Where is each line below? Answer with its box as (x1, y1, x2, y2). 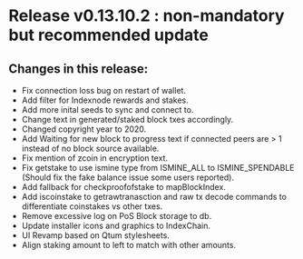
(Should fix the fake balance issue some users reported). (21, 172, 235, 183)
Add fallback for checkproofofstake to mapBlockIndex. (21, 182, 226, 192)
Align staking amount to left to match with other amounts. (21, 240, 237, 250)
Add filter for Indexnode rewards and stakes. (21, 95, 190, 105)
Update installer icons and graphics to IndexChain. (21, 220, 210, 231)
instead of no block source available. (21, 143, 160, 154)
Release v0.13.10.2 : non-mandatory (8, 5, 285, 26)
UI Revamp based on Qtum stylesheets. (21, 230, 170, 241)
